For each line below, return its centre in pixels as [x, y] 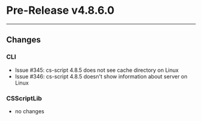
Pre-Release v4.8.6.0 [60, 10]
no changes [29, 111]
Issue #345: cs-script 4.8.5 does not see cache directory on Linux [97, 70]
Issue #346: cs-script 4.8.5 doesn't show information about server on [101, 76]
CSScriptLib [24, 98]
